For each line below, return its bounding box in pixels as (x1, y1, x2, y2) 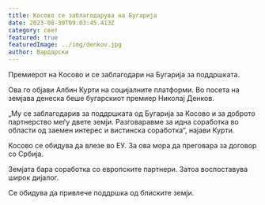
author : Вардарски (8, 48, 69, 56)
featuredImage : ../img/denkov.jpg (8, 41, 123, 49)
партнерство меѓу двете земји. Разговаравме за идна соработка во (8, 117, 239, 126)
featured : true (8, 33, 59, 42)
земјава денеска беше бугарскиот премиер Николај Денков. (8, 94, 215, 102)
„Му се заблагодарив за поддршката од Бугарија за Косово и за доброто (8, 109, 256, 118)
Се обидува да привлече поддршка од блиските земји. (8, 188, 195, 197)
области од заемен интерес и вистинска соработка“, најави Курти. (8, 125, 235, 135)
